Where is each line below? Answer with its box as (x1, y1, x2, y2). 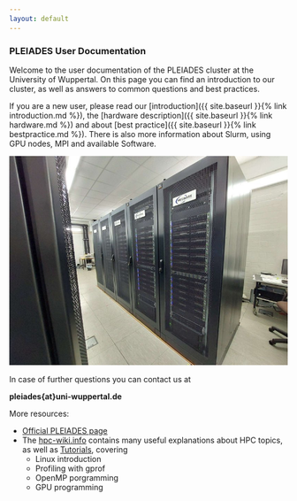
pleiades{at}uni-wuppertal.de (9, 390, 122, 402)
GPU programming (34, 482, 103, 492)
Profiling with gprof (34, 463, 106, 474)
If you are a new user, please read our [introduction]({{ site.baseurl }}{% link (9, 100, 287, 111)
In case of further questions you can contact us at (9, 374, 192, 384)
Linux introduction (34, 453, 102, 464)
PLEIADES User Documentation (9, 44, 147, 57)
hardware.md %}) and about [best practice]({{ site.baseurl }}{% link (9, 119, 256, 130)
